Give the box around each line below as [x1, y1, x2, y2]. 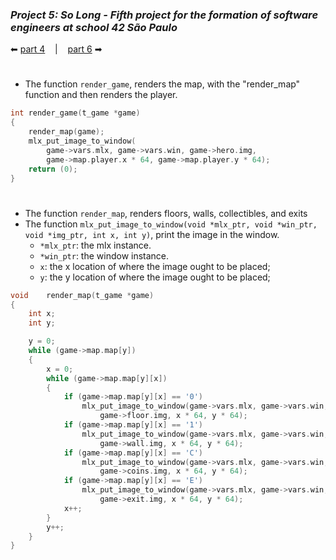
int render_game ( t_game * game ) [10, 108, 141, 118]
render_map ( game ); [28, 127, 105, 137]
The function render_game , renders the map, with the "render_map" [24, 78, 301, 90]
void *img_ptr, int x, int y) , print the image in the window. [24, 228, 280, 240]
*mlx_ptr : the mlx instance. [39, 239, 152, 251]
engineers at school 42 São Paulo [10, 20, 178, 34]
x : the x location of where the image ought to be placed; [39, 260, 271, 272]
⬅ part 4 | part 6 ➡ [10, 43, 103, 55]
